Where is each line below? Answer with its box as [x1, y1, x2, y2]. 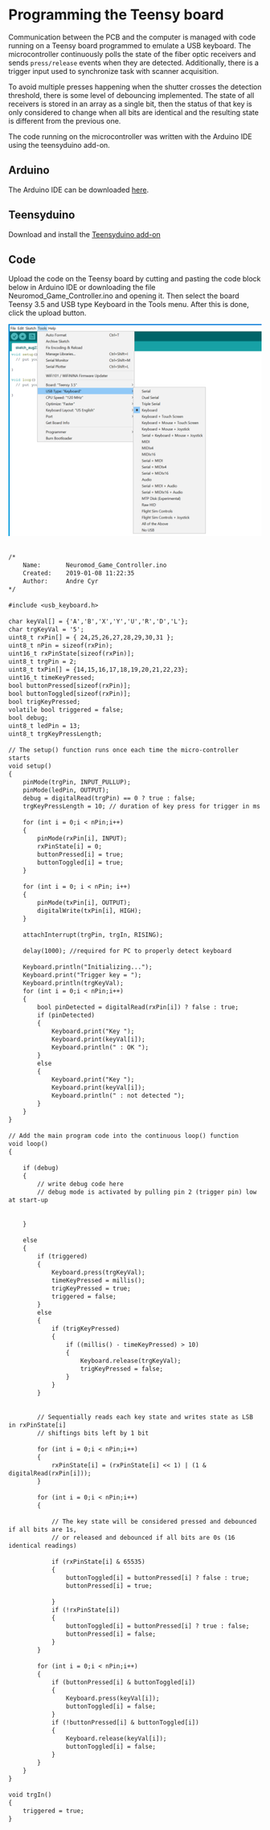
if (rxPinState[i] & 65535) [51, 1558, 146, 1566]
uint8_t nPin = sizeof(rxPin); [8, 641, 113, 649]
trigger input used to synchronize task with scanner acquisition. [8, 66, 219, 76]
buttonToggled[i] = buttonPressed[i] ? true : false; [65, 1622, 250, 1630]
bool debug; [8, 714, 48, 722]
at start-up [8, 1196, 48, 1204]
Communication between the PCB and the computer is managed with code [8, 32, 256, 42]
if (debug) [22, 1164, 59, 1172]
